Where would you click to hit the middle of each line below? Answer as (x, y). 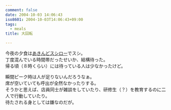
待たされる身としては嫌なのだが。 (41, 102)
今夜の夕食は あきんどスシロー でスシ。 (45, 53)
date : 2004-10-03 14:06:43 (34, 15)
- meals (18, 29)
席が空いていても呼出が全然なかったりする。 (52, 83)
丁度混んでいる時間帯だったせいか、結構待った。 (57, 60)
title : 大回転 (19, 34)
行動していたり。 (32, 96)
